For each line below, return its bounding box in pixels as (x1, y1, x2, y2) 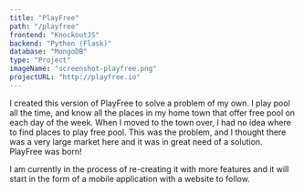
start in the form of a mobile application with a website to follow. (9, 173, 251, 184)
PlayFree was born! (9, 146, 82, 157)
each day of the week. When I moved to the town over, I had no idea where (9, 117, 292, 127)
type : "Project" (9, 56, 71, 65)
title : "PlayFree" (9, 13, 79, 23)
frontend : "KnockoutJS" (9, 30, 100, 39)
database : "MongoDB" (9, 47, 89, 56)
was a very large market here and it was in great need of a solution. (9, 136, 263, 147)
